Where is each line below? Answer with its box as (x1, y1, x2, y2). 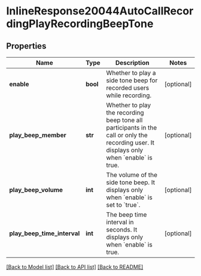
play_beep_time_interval (9, 229, 80, 238)
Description (115, 59, 150, 67)
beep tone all (106, 116, 143, 124)
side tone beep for (106, 76, 158, 85)
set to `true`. (106, 201, 141, 209)
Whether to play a (106, 69, 156, 77)
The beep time (106, 211, 147, 218)
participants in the (106, 124, 157, 131)
